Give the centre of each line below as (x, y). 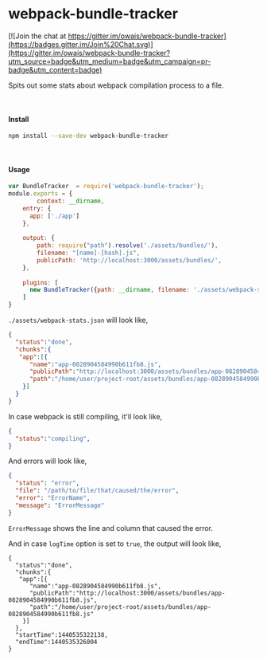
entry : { (37, 208)
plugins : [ (41, 283)
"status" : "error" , (48, 483)
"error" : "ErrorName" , (53, 498)
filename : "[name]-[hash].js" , (89, 253)
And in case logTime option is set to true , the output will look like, (115, 544)
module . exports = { (41, 194)
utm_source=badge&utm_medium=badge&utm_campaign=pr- (110, 61)
